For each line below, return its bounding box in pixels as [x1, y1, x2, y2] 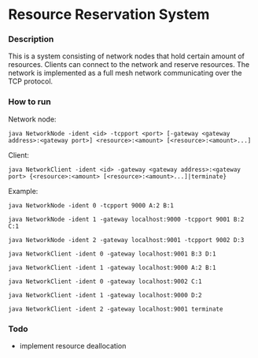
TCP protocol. [8, 76, 53, 86]
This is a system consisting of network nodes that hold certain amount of [8, 51, 245, 61]
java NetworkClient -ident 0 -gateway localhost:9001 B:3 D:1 [8, 250, 216, 258]
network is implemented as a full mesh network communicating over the [8, 69, 242, 78]
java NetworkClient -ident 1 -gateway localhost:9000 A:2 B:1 [8, 263, 216, 271]
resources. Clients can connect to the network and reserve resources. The [8, 60, 250, 69]
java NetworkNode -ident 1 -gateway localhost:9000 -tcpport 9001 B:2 [8, 215, 245, 223]
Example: [8, 186, 39, 196]
